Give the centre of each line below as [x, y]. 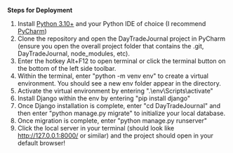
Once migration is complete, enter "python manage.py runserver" [112, 121]
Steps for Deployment [40, 10]
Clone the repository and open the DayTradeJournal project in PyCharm [121, 39]
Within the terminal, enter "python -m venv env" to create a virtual [113, 76]
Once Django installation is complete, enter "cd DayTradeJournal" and [119, 106]
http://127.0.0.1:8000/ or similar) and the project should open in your [115, 135]
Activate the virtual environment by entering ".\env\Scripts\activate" [115, 91]
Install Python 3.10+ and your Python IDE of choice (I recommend [112, 24]
